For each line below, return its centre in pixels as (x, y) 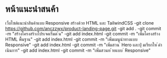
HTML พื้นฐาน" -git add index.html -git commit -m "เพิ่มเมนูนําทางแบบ (72, 39)
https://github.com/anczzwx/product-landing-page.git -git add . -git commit (83, 29)
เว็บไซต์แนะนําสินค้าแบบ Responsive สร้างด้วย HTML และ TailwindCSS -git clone (80, 23)
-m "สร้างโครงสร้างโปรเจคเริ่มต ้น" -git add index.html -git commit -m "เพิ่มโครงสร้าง (83, 33)
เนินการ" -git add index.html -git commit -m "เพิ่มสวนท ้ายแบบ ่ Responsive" (78, 50)
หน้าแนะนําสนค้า (32, 9)
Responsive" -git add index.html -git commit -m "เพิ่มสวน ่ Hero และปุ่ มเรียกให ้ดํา (84, 45)
